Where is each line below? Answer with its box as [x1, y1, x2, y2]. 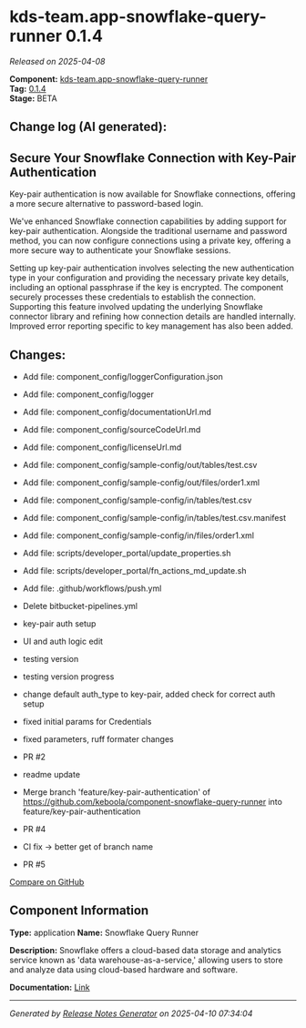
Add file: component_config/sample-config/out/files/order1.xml [22, 476, 260, 488]
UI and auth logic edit [22, 636, 103, 646]
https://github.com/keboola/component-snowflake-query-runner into [22, 796, 282, 807]
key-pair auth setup [22, 617, 97, 629]
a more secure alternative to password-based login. [9, 198, 204, 209]
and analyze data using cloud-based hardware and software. [9, 963, 239, 975]
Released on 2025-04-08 [9, 56, 106, 66]
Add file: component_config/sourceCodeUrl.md [22, 423, 201, 434]
